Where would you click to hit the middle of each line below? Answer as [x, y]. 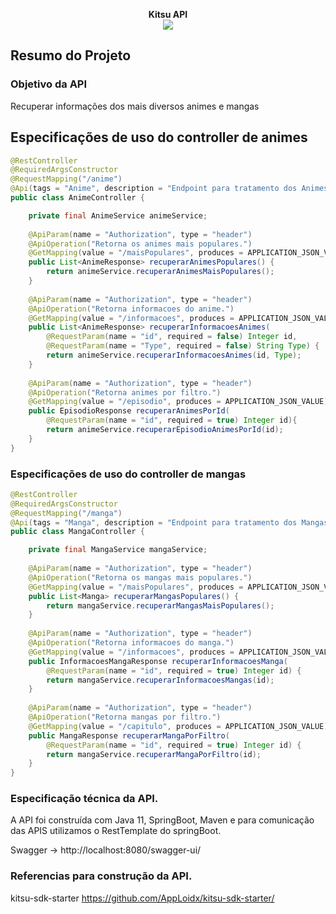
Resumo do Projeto [71, 55]
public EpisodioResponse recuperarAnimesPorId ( [129, 411]
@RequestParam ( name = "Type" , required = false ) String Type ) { [183, 346]
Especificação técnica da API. [84, 799]
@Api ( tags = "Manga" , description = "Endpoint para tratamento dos [154, 522]
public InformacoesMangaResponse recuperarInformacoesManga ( [158, 661]
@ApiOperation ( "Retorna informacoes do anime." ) [131, 309]
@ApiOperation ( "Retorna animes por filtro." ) [125, 392]
